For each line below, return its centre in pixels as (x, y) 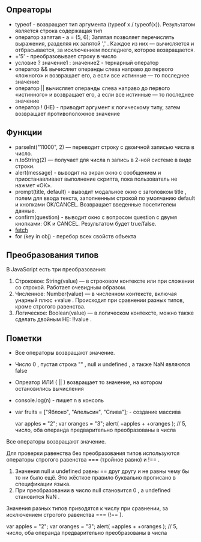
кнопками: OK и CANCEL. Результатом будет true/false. (85, 223)
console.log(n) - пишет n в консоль (59, 400)
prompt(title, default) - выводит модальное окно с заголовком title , (101, 191)
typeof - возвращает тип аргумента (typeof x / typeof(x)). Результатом (105, 24)
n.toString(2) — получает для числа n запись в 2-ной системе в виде (103, 160)
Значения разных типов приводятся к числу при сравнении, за (87, 508)
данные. (25, 211)
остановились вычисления (49, 389)
